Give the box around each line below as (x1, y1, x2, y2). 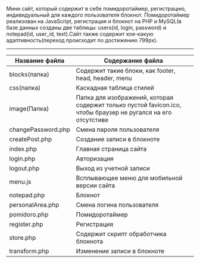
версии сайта (76, 181, 115, 190)
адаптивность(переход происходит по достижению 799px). (6, 37, 158, 44)
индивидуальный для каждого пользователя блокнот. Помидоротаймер (6, 11, 190, 18)
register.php (9, 220, 43, 228)
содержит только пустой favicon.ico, (76, 101, 182, 109)
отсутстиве (76, 116, 109, 124)
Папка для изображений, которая (76, 94, 174, 101)
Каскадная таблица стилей (76, 83, 155, 92)
